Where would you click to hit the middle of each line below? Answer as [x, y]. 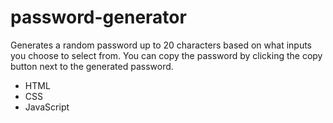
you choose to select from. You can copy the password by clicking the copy [166, 55]
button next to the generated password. [92, 66]
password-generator [98, 17]
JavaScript [47, 107]
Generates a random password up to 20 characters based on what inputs [161, 45]
